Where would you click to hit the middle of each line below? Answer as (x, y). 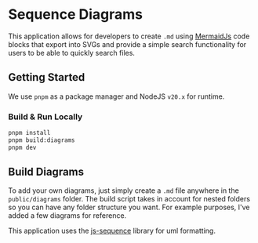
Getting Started (47, 77)
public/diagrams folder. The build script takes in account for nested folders (129, 199)
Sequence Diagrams (76, 15)
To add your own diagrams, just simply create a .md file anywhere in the (124, 190)
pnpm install (29, 133)
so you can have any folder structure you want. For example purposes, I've (129, 207)
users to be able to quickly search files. (72, 53)
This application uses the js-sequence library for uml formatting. (112, 231)
